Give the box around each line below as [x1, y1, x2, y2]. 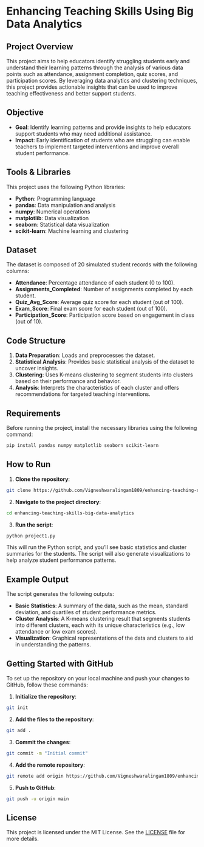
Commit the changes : [15, 738, 71, 745]
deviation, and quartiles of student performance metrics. [15, 609, 157, 616]
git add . [6, 727, 32, 733]
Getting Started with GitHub [6, 659, 114, 669]
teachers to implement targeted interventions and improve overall [15, 143, 179, 150]
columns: [6, 268, 30, 275]
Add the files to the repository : [15, 716, 94, 723]
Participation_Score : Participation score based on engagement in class [15, 311, 194, 319]
